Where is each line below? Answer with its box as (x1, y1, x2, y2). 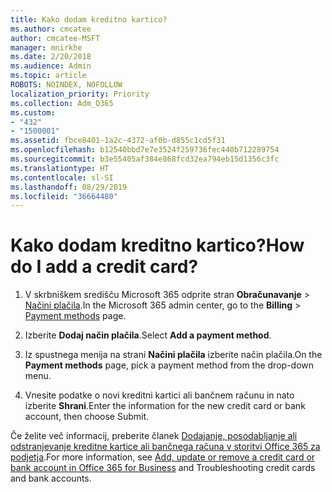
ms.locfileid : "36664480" (10, 191, 118, 201)
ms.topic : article (10, 71, 87, 81)
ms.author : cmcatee (10, 24, 92, 34)
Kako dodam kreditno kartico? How (10, 234, 305, 257)
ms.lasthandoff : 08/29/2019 (10, 182, 128, 192)
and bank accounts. (10, 472, 92, 485)
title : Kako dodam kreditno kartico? (10, 14, 168, 25)
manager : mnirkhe (10, 42, 83, 53)
